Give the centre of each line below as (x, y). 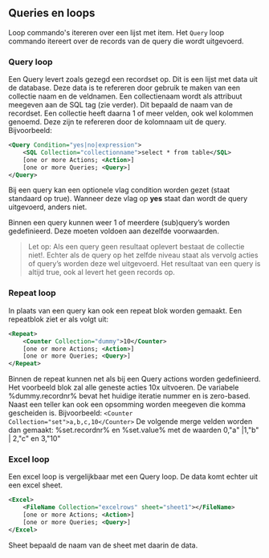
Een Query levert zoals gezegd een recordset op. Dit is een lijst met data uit (133, 79)
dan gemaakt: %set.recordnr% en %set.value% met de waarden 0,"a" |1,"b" (134, 430)
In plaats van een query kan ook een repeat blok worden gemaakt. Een (125, 310)
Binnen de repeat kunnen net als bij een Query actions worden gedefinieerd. (134, 379)
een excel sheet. (35, 485)
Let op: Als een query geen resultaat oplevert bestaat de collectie (136, 247)
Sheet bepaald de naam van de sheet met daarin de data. (103, 545)
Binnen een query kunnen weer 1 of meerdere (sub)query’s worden (119, 223)
